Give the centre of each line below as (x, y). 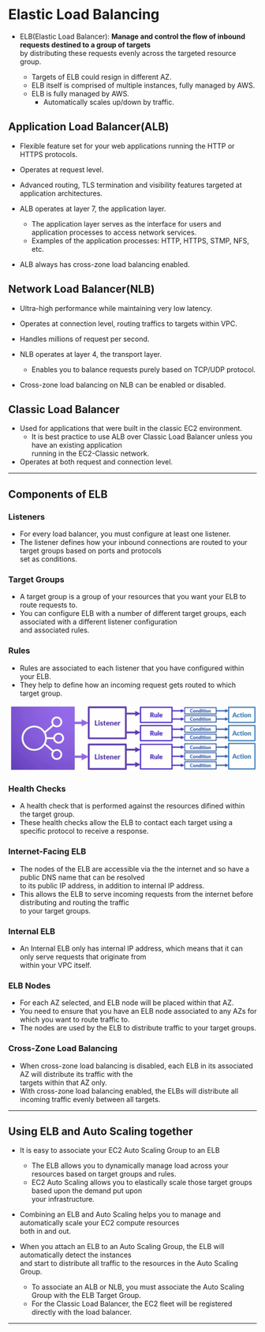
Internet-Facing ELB (47, 852)
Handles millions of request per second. (84, 339)
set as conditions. (48, 559)
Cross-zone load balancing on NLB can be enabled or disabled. (123, 385)
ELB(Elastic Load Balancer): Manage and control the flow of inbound (132, 36)
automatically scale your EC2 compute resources (99, 1223)
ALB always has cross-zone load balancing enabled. (105, 264)
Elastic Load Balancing (84, 15)
